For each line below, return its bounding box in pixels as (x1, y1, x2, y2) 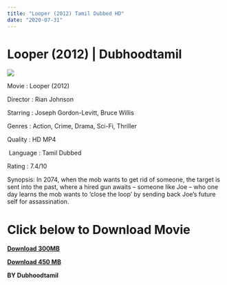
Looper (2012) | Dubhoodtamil (7, 46, 182, 62)
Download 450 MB (7, 258, 62, 266)
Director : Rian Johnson (7, 95, 74, 104)
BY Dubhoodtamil (7, 271, 59, 279)
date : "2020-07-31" (7, 17, 63, 23)
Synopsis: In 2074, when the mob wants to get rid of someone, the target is (7, 175, 220, 184)
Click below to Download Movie (7, 222, 191, 237)
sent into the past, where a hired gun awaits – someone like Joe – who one (7, 183, 219, 191)
